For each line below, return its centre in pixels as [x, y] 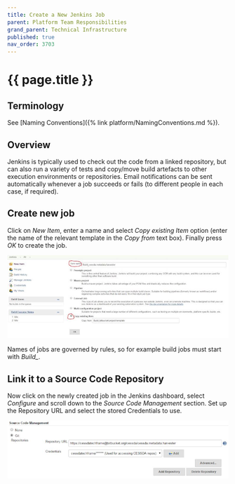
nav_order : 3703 [31, 45]
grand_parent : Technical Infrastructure [67, 29]
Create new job [41, 214]
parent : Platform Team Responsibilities [67, 22]
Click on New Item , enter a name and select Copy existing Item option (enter [117, 230]
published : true [31, 37]
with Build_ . [24, 357]
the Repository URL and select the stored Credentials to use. [95, 411]
